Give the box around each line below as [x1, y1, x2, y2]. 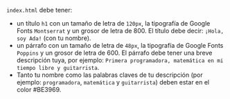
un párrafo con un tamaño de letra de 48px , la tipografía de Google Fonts [16, 42, 224, 49]
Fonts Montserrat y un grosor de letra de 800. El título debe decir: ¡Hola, [16, 27, 224, 35]
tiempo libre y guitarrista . [16, 64, 100, 71]
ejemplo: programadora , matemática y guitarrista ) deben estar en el [16, 78, 210, 86]
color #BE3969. [16, 86, 62, 93]
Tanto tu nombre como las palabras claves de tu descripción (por [16, 71, 203, 79]
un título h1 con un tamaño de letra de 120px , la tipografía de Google [16, 19, 211, 27]
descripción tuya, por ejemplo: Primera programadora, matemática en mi [16, 56, 224, 64]
